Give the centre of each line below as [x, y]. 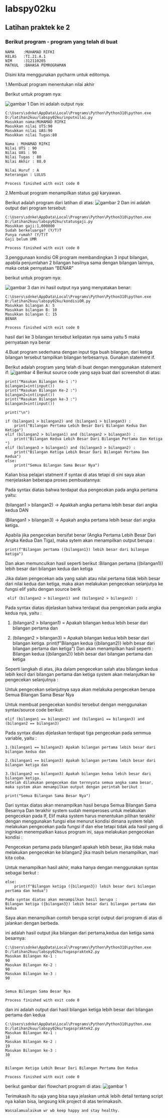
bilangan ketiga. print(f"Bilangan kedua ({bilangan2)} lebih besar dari [83, 643]
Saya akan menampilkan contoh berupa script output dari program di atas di [84, 917]
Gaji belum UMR [21, 239]
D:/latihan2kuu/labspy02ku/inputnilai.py [49, 117]
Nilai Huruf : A [22, 170]
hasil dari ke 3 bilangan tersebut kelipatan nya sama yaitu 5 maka [72, 337]
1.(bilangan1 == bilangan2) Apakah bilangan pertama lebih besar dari [80, 747]
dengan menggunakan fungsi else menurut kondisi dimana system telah [79, 821]
